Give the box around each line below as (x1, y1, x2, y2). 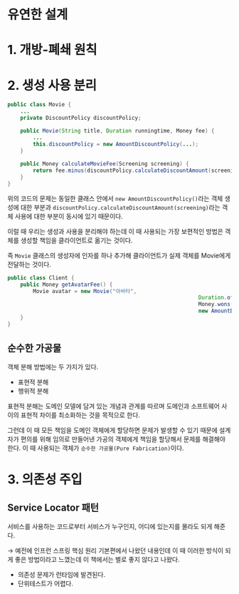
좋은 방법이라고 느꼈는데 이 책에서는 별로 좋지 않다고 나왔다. (14, 555, 180, 563)
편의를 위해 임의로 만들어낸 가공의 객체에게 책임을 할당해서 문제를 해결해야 (20, 434, 226, 443)
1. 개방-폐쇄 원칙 (7, 42, 97, 58)
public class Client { (7, 274, 75, 282)
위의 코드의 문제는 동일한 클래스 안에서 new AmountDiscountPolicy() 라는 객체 (7, 194, 223, 203)
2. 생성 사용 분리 (7, 77, 97, 93)
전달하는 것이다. (7, 260, 52, 268)
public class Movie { (7, 101, 72, 108)
